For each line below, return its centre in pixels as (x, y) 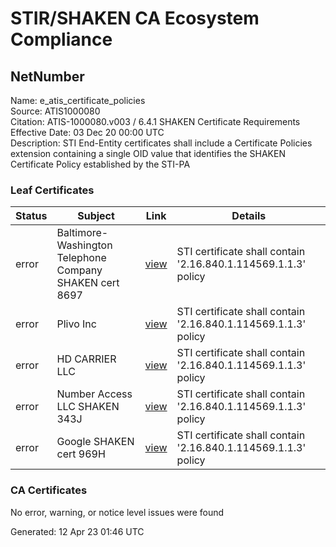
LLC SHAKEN (88, 407)
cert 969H (81, 454)
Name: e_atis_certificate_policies (78, 100)
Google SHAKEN (95, 442)
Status (31, 216)
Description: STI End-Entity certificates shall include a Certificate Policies (161, 143)
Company (79, 270)
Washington (84, 245)
